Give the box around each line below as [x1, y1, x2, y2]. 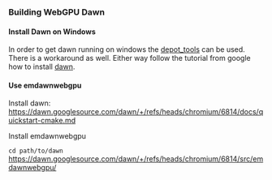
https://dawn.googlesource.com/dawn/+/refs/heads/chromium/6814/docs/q [8, 107, 264, 117]
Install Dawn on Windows [8, 27, 96, 36]
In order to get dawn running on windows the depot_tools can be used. [8, 45, 245, 54]
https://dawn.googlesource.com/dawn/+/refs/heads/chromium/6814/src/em [8, 154, 264, 164]
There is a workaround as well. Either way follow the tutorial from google [8, 54, 251, 63]
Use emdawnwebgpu [8, 80, 82, 90]
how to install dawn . [8, 62, 76, 71]
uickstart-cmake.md [8, 116, 76, 126]
